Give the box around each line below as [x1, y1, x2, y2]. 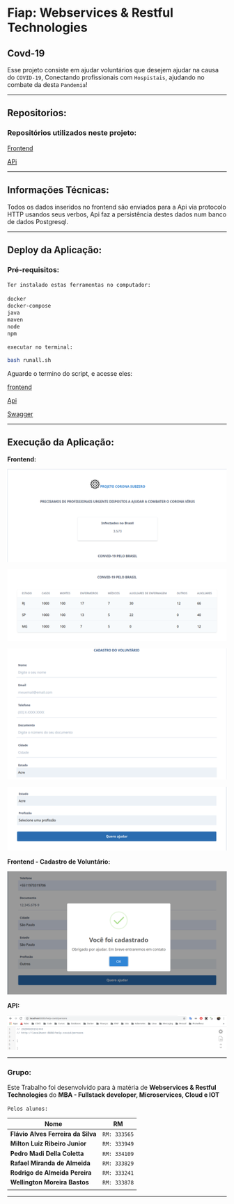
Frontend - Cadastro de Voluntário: [7, 857, 111, 866]
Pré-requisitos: [7, 264, 60, 274]
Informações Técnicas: [7, 184, 109, 196]
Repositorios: [7, 107, 67, 119]
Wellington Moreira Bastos [10, 1178, 89, 1187]
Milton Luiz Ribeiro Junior [10, 1139, 87, 1148]
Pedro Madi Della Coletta [10, 1149, 84, 1157]
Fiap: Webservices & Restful [7, 5, 174, 21]
